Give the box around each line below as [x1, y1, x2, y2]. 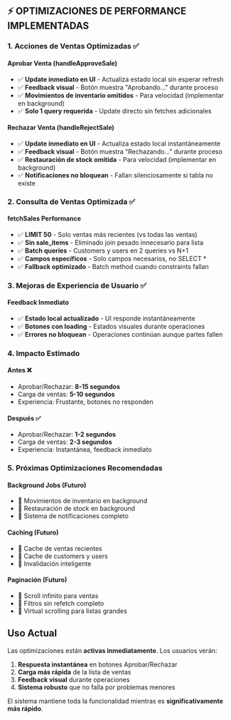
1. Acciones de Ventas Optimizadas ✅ [7, 41, 140, 51]
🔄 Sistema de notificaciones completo [17, 512, 129, 520]
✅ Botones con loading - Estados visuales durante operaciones [17, 322, 205, 330]
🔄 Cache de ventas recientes [17, 544, 102, 552]
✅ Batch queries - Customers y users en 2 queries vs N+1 [17, 246, 189, 255]
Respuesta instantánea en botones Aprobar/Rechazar [17, 660, 178, 669]
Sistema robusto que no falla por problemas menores [17, 683, 176, 691]
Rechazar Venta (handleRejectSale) [7, 123, 115, 132]
